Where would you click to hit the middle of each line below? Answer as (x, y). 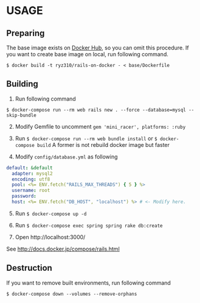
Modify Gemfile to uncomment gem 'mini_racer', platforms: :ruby (100, 126)
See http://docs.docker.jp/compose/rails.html (63, 249)
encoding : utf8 (31, 179)
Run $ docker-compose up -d (51, 213)
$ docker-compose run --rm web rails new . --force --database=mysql (96, 110)
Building (22, 84)
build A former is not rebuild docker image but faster (104, 144)
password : (24, 196)
